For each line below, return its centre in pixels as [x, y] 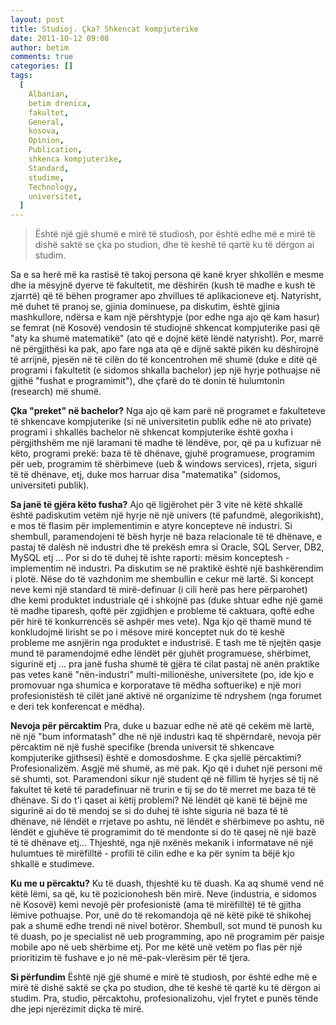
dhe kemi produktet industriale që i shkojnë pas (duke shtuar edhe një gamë [167, 600]
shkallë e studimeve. [52, 864]
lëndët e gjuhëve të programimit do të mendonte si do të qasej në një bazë [163, 832]
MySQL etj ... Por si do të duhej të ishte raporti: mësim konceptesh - [150, 558]
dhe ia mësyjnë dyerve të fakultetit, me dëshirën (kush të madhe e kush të [163, 285]
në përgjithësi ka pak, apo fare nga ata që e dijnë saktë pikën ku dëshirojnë [165, 349]
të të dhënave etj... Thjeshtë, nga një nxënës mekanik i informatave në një [162, 843]
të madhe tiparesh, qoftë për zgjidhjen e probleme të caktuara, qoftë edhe [162, 611]
